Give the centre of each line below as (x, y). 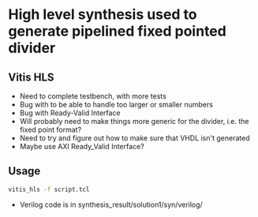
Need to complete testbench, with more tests (93, 96)
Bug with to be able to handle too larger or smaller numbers (116, 105)
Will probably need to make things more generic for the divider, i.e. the (134, 121)
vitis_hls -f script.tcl (49, 189)
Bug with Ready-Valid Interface (70, 113)
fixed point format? (50, 129)
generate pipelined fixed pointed (117, 31)
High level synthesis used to (103, 15)
